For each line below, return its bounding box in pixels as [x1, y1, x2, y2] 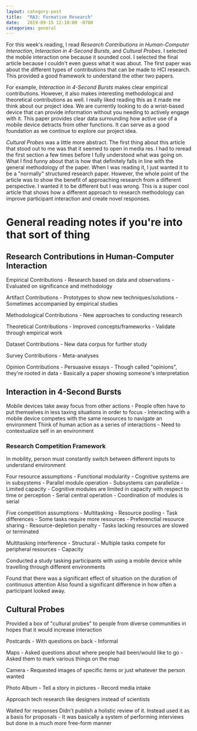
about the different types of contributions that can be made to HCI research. [6, 66, 191, 74]
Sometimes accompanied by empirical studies [6, 301, 118, 308]
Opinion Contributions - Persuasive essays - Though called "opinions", [6, 363, 178, 370]
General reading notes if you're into [6, 216, 183, 229]
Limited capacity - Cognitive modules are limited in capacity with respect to [6, 486, 189, 493]
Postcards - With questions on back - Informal [6, 637, 119, 645]
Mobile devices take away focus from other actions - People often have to [6, 402, 185, 409]
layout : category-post [6, 8, 62, 15]
